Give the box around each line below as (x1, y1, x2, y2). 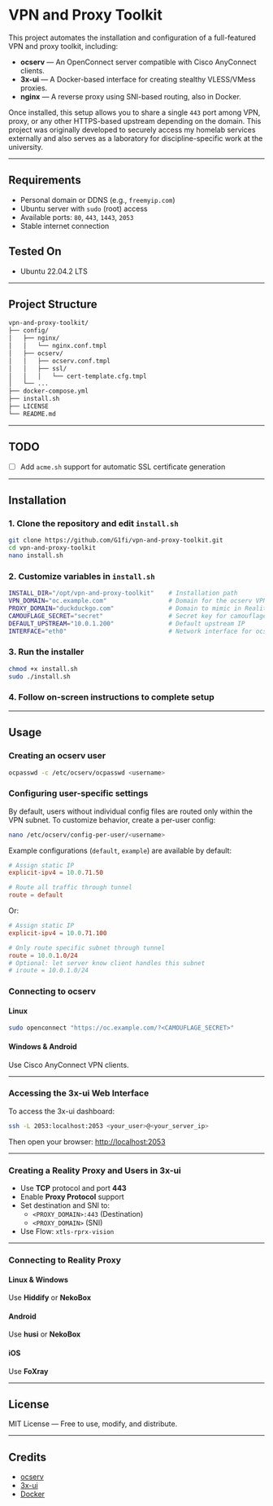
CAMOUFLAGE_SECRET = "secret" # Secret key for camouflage (8, 612, 267, 620)
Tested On (8, 244, 63, 258)
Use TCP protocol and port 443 (19, 1183, 128, 1192)
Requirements (8, 173, 81, 187)
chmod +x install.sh (8, 665, 79, 673)
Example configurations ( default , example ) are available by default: (8, 845, 232, 855)
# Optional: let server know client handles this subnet (8, 959, 206, 967)
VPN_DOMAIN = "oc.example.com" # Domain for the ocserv (8, 597, 253, 605)
